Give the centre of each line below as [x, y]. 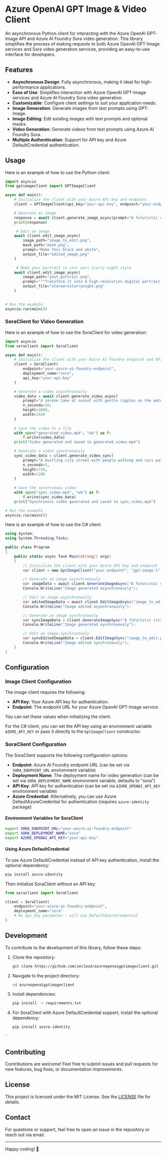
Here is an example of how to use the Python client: [58, 172]
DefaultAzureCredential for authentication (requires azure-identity [81, 801]
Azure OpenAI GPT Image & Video [76, 9]
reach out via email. [25, 1135]
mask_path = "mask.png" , [46, 245]
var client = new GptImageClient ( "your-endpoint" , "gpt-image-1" [92, 570]
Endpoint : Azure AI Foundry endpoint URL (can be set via [71, 765]
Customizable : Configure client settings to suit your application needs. [84, 103]
